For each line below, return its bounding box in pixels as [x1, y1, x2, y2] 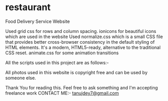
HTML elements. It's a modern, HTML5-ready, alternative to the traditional [5, 44, 161, 50]
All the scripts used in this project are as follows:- [5, 59, 109, 65]
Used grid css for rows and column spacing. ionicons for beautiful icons [5, 28, 156, 34]
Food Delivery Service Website [5, 18, 70, 24]
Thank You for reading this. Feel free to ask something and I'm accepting [5, 84, 158, 90]
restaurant [5, 2, 51, 13]
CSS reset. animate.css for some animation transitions [5, 50, 119, 56]
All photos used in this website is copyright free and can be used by [5, 69, 148, 75]
